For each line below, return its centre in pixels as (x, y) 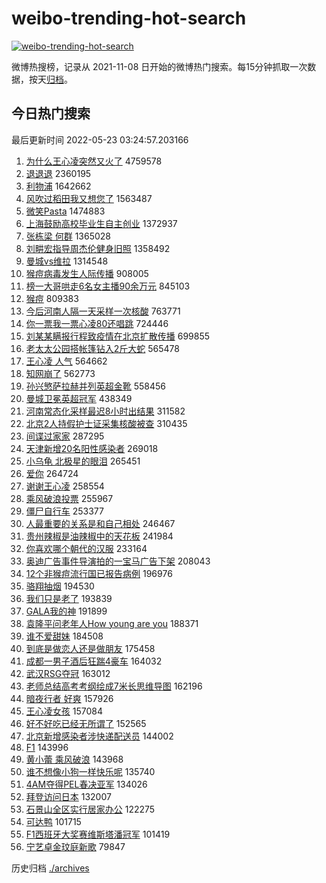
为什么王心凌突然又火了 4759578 (94, 161)
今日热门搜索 (51, 113)
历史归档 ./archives (50, 868)
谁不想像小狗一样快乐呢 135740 (90, 771)
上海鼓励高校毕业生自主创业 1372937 (101, 223)
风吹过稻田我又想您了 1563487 (89, 198)
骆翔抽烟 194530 (60, 586)
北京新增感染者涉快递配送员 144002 (99, 736)
